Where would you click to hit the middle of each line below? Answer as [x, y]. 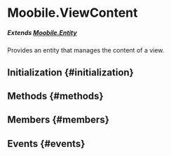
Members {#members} [59, 120]
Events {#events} [46, 144]
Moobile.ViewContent [73, 13]
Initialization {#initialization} [71, 72]
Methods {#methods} [55, 96]
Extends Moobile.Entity [42, 32]
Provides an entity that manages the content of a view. [86, 50]
